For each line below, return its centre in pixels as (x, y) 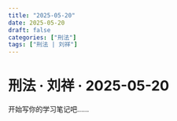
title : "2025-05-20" (42, 15)
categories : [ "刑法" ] (42, 37)
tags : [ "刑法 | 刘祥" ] (43, 45)
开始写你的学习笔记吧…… (49, 109)
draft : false (29, 30)
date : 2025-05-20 (37, 23)
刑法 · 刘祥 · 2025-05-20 (89, 86)
